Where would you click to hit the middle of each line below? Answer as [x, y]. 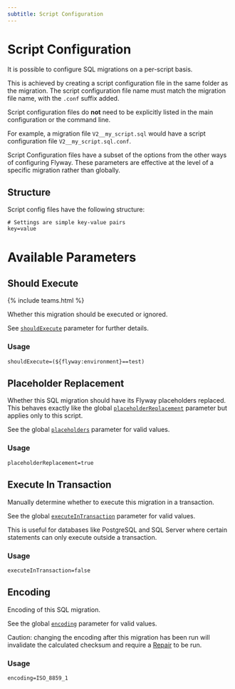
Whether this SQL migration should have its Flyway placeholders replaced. [117, 401]
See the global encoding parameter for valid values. [82, 623]
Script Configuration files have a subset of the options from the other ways [117, 155]
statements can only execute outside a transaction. [82, 537]
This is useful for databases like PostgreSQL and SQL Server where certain [117, 530]
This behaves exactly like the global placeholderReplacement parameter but [117, 408]
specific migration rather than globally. [64, 170]
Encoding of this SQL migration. [54, 609]
